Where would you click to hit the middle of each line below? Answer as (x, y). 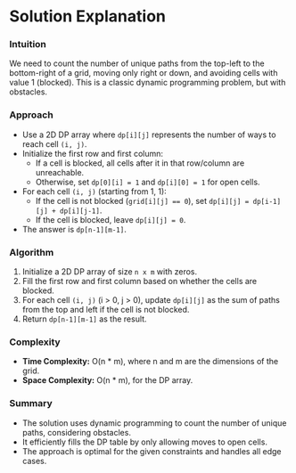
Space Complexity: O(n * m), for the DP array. (107, 380)
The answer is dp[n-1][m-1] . (74, 229)
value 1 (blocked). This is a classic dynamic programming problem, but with (148, 83)
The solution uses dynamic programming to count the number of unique (154, 423)
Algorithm (32, 252)
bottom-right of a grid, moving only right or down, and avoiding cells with (144, 73)
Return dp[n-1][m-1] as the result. (84, 319)
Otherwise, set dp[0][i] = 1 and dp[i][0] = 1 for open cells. (148, 182)
